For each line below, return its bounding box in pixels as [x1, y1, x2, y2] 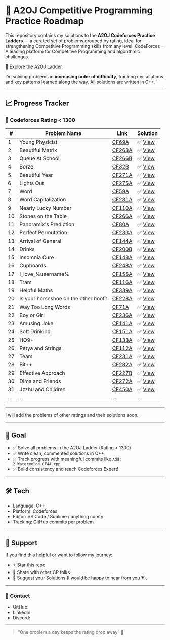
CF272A [112, 378, 133, 385]
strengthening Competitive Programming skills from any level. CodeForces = [5, 43, 164, 49]
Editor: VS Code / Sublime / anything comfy [12, 514, 104, 520]
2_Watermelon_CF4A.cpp [12, 462, 61, 467]
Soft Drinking [19, 328, 51, 335]
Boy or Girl [19, 312, 45, 319]
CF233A [112, 229, 133, 236]
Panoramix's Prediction [19, 221, 75, 228]
